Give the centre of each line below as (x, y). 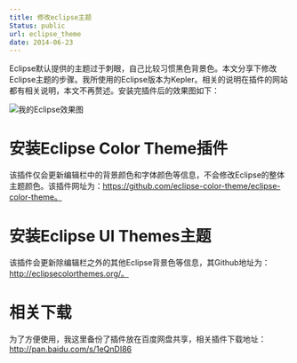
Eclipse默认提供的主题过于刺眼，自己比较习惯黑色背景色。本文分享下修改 (143, 68)
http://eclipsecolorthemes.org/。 (69, 274)
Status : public (37, 26)
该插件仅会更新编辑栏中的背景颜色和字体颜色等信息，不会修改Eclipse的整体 (147, 175)
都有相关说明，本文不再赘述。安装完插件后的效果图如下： (114, 91)
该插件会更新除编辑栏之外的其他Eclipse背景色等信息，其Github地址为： (140, 263)
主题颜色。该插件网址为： (56, 186)
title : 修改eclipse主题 (50, 17)
